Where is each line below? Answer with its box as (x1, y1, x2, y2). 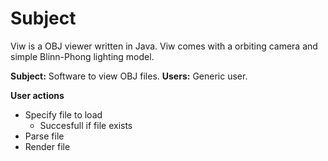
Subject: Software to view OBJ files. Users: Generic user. (10, 70, 248, 82)
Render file (24, 140, 71, 152)
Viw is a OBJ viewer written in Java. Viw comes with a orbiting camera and (10, 40, 318, 52)
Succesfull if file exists (39, 119, 133, 131)
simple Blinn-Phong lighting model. (10, 50, 155, 62)
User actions (10, 89, 65, 101)
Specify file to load (24, 108, 103, 121)
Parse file (24, 130, 65, 142)
